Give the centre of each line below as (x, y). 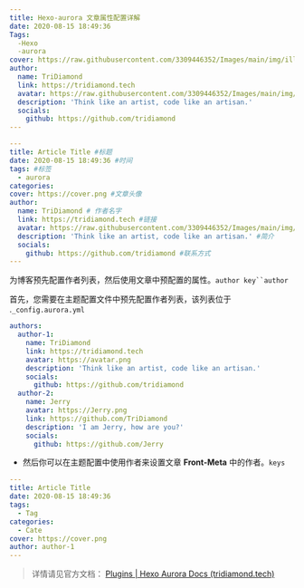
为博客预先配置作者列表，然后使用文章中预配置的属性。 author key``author (149, 280)
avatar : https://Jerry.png (76, 410)
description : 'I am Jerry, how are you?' (104, 427)
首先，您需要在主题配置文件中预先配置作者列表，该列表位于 (120, 299)
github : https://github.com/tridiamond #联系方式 (118, 253)
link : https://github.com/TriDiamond (97, 419)
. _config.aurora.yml (47, 310)
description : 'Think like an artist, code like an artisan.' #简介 (146, 236)
